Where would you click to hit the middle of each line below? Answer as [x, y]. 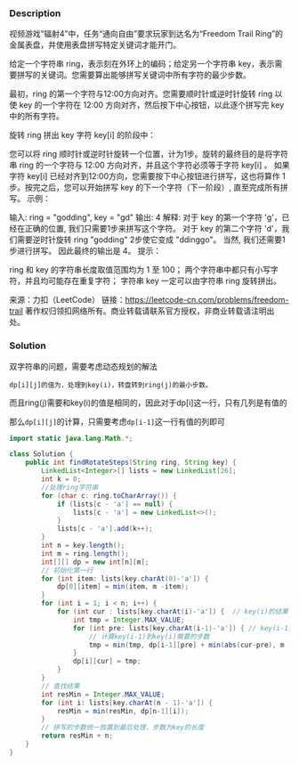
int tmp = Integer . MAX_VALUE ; [129, 620]
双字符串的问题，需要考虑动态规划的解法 [83, 366]
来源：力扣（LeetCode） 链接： [68, 300]
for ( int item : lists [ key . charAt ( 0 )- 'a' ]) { [125, 578]
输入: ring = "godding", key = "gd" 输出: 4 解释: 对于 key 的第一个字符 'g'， [145, 217]
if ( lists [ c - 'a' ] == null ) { [115, 504]
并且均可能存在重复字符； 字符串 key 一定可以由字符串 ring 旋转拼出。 [153, 281]
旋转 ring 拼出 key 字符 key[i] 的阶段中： [83, 135]
